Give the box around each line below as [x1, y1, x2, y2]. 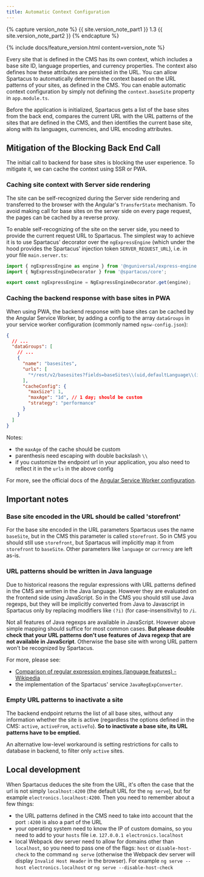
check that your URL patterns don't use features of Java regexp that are [6, 631, 191, 638]
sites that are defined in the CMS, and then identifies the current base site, [6, 119, 193, 126]
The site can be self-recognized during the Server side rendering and [6, 194, 180, 201]
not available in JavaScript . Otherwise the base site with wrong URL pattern [6, 638, 198, 645]
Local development [6, 765, 81, 775]
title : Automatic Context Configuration [6, 8, 110, 15]
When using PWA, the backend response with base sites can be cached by [6, 308, 194, 315]
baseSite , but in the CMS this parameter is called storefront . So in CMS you [6, 532, 197, 540]
